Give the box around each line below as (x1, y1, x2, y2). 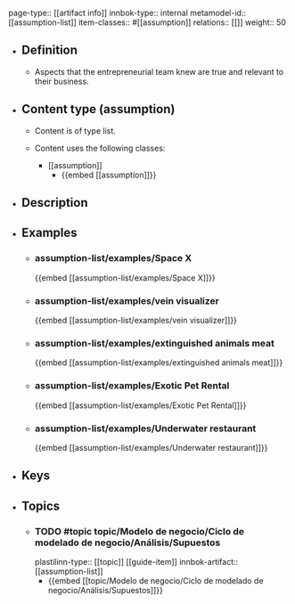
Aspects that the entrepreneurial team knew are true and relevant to (34, 66, 284, 77)
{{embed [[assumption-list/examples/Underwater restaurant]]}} (34, 442, 268, 453)
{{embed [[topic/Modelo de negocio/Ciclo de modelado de (47, 575, 264, 586)
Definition (20, 43, 78, 58)
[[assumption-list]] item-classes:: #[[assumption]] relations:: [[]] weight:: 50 (8, 17, 287, 28)
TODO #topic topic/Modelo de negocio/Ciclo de (34, 525, 245, 537)
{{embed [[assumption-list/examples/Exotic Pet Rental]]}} (34, 400, 247, 411)
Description (20, 195, 88, 210)
